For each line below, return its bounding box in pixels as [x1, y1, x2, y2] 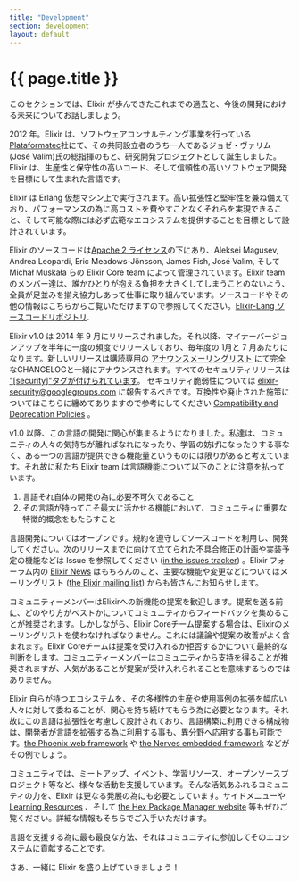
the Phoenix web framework [23, 738, 128, 749]
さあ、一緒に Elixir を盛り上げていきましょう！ [9, 862, 180, 873]
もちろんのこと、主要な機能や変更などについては [101, 566, 280, 577]
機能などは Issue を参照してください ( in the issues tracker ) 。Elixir [24, 555, 268, 566]
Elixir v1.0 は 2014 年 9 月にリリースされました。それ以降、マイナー [9, 331, 257, 342]
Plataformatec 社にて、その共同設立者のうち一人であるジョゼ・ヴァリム [9, 140, 272, 151]
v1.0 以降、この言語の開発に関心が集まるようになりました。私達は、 [9, 428, 262, 438]
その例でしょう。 [9, 749, 72, 760]
